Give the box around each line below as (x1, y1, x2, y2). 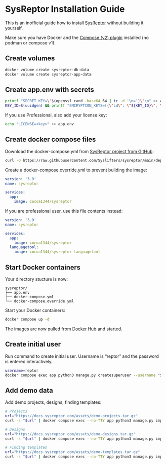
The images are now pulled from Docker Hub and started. (5, 326, 123, 332)
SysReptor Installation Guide (5, 3, 125, 15)
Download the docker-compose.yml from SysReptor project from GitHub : (5, 148, 154, 154)
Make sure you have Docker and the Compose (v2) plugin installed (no (5, 35, 149, 40)
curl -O (5, 158, 21, 163)
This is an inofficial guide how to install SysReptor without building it (5, 20, 144, 26)
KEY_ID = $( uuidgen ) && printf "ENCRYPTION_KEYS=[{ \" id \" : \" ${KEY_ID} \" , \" (5, 103, 165, 108)
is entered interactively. (5, 358, 53, 364)
